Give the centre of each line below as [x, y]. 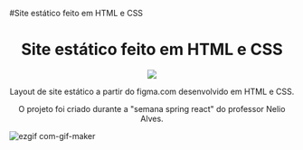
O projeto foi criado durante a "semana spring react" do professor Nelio [152, 108]
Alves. [152, 118]
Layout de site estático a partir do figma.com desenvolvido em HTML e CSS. [152, 91]
